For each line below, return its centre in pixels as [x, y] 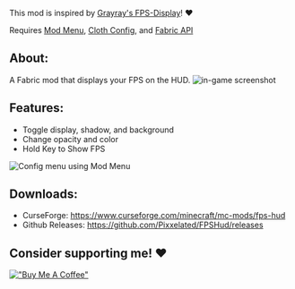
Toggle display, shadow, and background [98, 130]
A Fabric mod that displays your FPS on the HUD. [100, 80]
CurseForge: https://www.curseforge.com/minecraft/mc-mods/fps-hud [154, 216]
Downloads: [43, 195]
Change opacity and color [70, 139]
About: [29, 59]
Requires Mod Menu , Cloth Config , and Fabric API [101, 30]
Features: [37, 108]
